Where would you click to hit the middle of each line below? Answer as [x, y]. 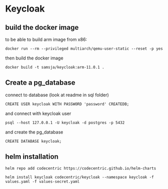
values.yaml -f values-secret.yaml [43, 181]
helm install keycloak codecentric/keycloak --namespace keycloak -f [80, 177]
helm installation [32, 157]
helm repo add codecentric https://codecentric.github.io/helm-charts [81, 168]
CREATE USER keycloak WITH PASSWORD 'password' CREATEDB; [67, 104]
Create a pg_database [40, 83]
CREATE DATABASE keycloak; [33, 141]
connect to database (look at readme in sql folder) [57, 95]
